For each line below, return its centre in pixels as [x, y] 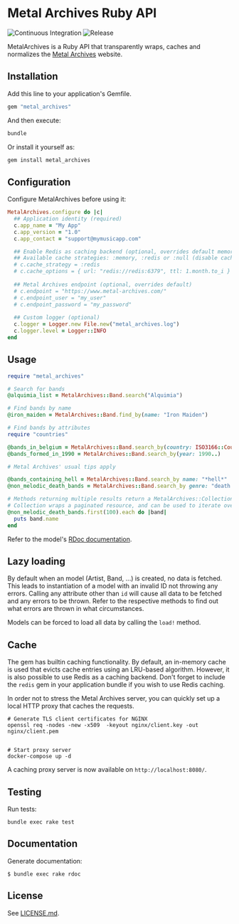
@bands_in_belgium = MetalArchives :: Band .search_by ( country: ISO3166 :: [116, 447]
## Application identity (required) [68, 219]
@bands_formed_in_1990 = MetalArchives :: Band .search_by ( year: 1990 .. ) [114, 454]
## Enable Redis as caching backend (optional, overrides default [114, 251]
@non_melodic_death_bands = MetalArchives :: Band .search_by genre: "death [119, 486]
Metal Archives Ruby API [82, 13]
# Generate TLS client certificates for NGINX [78, 719]
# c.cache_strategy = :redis [57, 265]
